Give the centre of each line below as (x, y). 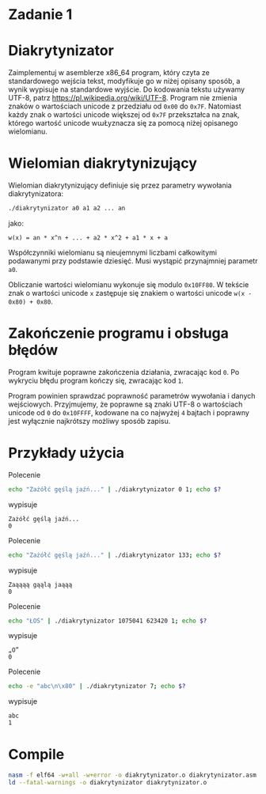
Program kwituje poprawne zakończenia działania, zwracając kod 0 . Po (124, 372)
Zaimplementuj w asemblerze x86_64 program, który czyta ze (109, 73)
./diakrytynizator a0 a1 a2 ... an (67, 208)
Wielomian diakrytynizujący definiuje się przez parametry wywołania (120, 185)
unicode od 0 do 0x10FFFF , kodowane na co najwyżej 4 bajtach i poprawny (129, 412)
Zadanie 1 (40, 15)
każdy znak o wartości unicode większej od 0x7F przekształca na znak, (124, 115)
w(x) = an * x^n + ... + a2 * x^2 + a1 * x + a (88, 238)
